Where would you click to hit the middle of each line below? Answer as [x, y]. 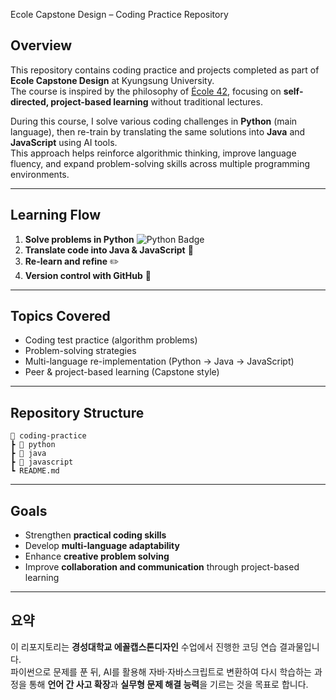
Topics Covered [60, 316]
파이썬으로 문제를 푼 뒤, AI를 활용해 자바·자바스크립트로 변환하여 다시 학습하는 [161, 671]
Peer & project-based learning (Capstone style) [122, 372]
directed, [29, 101]
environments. [40, 174]
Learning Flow [56, 215]
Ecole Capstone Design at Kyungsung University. [112, 80]
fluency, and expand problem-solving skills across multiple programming [160, 163]
